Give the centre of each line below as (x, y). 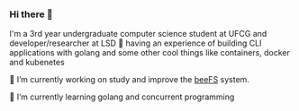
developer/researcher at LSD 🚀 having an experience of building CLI (136, 43)
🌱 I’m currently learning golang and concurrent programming (122, 97)
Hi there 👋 (32, 14)
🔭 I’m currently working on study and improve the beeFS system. (130, 80)
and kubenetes (37, 63)
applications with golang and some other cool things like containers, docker (150, 53)
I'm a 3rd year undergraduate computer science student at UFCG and (138, 34)
